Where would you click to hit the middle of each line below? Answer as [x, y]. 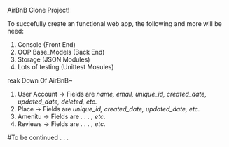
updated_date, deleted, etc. [57, 101]
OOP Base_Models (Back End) [61, 52]
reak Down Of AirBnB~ [40, 80]
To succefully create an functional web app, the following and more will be [114, 23]
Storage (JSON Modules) [54, 59]
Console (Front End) [46, 44]
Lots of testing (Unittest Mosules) [65, 67]
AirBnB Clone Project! [39, 10]
